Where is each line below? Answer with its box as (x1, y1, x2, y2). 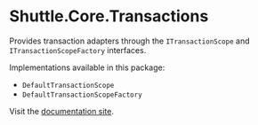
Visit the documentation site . (9, 105, 114, 116)
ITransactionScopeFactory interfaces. (9, 44, 147, 55)
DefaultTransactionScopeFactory (21, 90, 142, 99)
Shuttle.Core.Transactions (9, 6, 209, 27)
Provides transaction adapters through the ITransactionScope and (9, 35, 250, 46)
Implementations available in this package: (9, 62, 165, 73)
